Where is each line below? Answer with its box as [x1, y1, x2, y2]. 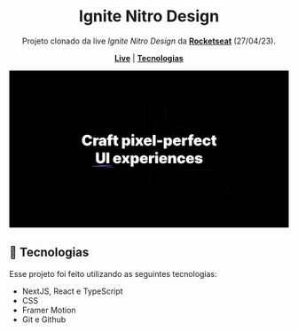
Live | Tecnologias [114, 52, 184, 63]
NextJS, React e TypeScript [21, 286, 123, 296]
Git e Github [21, 313, 67, 325]
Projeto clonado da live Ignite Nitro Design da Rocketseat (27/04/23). [21, 36, 277, 46]
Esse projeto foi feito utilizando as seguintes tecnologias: [9, 268, 217, 279]
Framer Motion [21, 304, 77, 315]
